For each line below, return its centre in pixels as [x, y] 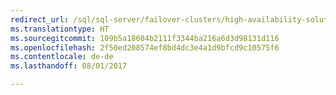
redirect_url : [40, 19]
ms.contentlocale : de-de [62, 57]
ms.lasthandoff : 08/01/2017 [69, 66]
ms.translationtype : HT [60, 29]
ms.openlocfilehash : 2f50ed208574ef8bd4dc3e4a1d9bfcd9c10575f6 [145, 47]
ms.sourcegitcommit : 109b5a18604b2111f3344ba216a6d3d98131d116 [145, 38]
